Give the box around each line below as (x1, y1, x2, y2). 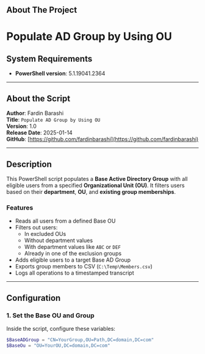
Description (6, 159, 52, 169)
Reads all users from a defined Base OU (15, 217, 116, 225)
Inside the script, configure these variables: (6, 325, 116, 332)
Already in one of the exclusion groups (24, 250, 122, 257)
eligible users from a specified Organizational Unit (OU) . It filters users (6, 182, 185, 189)
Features (6, 203, 34, 212)
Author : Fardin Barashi (6, 109, 64, 117)
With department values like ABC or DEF (24, 243, 121, 251)
